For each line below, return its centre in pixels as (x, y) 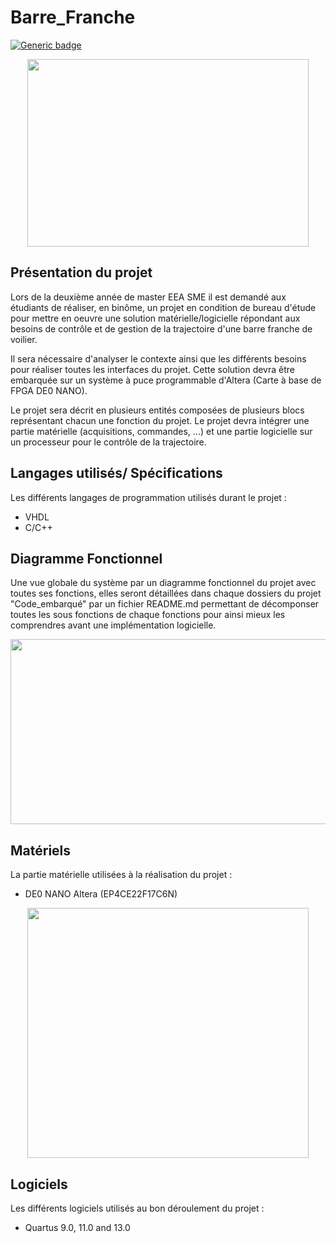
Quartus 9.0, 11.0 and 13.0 (77, 1227)
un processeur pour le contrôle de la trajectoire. (108, 442)
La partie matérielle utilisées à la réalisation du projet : (121, 875)
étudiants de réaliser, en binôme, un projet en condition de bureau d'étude (163, 307)
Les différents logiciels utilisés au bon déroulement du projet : (137, 1208)
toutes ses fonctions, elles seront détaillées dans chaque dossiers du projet (166, 593)
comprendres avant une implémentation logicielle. (113, 625)
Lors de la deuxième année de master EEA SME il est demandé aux (148, 297)
